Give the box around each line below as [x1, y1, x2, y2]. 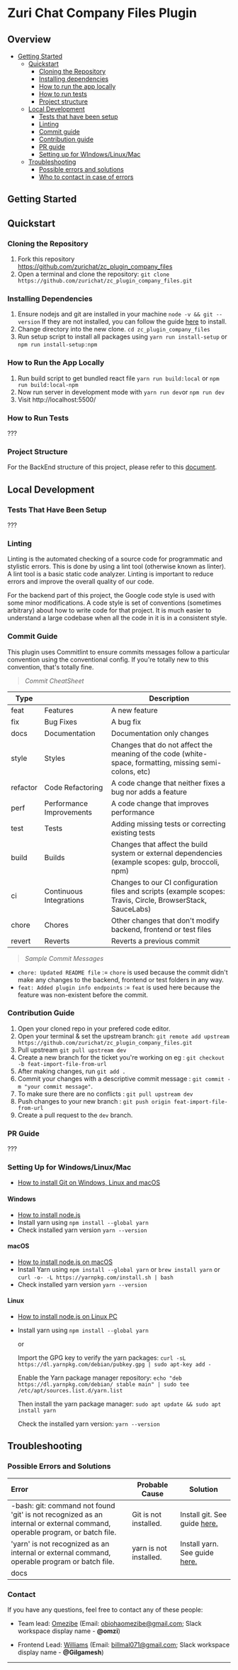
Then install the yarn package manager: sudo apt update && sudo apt [17, 1400, 222, 1408]
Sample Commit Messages [24, 954, 104, 962]
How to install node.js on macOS [17, 1258, 113, 1266]
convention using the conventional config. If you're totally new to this [7, 655, 209, 664]
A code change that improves [110, 798, 209, 808]
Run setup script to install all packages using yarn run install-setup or [17, 332, 228, 341]
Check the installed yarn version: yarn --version [17, 1419, 161, 1428]
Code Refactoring [44, 782, 103, 792]
